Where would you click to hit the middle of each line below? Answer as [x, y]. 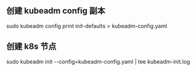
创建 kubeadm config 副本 [56, 11]
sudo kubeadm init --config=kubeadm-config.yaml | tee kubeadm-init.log [98, 61]
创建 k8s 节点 [31, 46]
